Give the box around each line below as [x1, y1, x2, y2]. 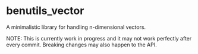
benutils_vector [6, 4, 84, 18]
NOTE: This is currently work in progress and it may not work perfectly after [6, 35, 192, 42]
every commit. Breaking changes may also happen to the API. [6, 41, 157, 48]
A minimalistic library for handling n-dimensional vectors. [6, 23, 146, 31]
